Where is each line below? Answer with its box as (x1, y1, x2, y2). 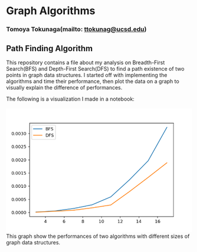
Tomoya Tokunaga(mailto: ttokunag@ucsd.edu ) (6, 25, 147, 34)
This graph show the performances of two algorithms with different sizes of (6, 233, 190, 240)
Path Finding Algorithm (6, 43, 93, 54)
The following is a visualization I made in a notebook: (6, 95, 134, 102)
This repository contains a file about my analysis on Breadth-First (6, 59, 165, 66)
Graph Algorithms (6, 4, 96, 18)
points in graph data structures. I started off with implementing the (6, 71, 168, 78)
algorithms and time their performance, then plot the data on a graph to (6, 78, 180, 85)
